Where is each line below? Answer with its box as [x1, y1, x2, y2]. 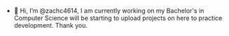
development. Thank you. [13, 21, 88, 29]
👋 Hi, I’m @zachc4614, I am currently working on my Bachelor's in [13, 7, 204, 15]
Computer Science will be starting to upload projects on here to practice [13, 14, 223, 22]
